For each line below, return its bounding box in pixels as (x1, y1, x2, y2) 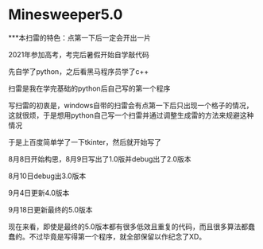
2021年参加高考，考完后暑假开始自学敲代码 (8, 49, 149, 59)
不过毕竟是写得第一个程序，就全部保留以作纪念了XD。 (29, 231, 207, 241)
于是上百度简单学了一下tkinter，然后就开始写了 (8, 137, 161, 146)
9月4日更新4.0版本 (8, 188, 70, 197)
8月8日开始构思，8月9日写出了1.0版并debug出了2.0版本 (8, 154, 192, 164)
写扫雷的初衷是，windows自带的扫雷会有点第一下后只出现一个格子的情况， (8, 100, 253, 110)
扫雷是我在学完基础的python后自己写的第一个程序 (8, 84, 171, 93)
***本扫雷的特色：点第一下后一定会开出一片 (8, 33, 152, 42)
